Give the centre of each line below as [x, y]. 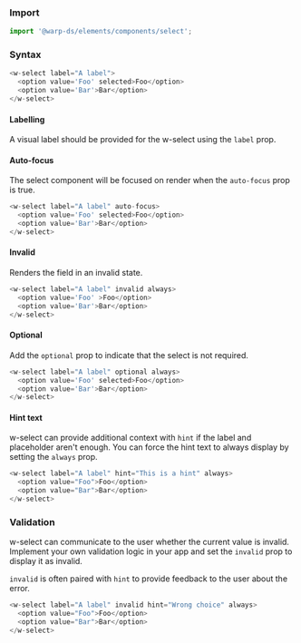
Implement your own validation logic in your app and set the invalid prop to [151, 551]
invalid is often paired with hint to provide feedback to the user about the [149, 579]
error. [19, 589]
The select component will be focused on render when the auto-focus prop [150, 180]
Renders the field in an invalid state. [76, 273]
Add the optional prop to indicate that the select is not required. [129, 355]
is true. [23, 190]
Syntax [25, 54]
